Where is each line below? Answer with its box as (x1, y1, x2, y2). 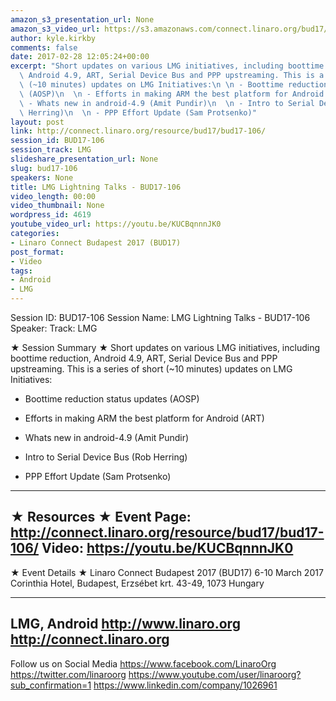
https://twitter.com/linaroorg (10, 668, 127, 680)
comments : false (10, 42, 78, 53)
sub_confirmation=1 (10, 679, 92, 691)
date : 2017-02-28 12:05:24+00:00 (10, 52, 150, 62)
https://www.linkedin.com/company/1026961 (93, 679, 278, 691)
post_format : (10, 247, 65, 257)
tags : (10, 266, 33, 276)
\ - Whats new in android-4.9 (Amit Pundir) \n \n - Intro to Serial (19, 98, 315, 108)
